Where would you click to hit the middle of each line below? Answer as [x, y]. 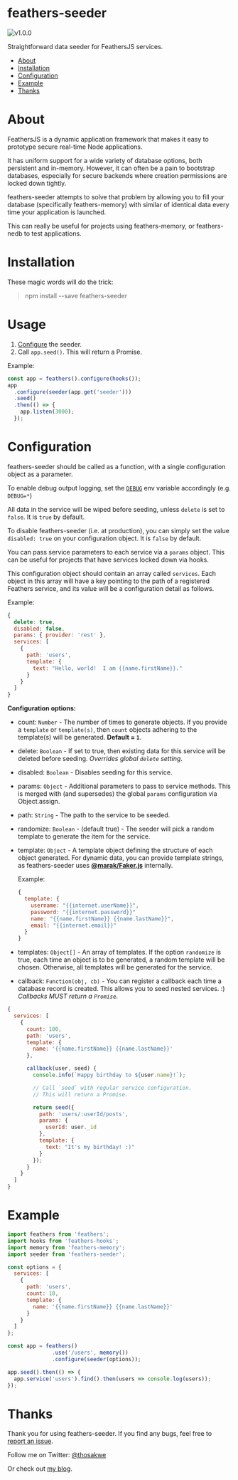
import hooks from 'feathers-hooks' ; [63, 1241]
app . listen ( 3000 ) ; [47, 412]
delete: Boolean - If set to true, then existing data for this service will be [121, 751]
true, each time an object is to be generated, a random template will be [121, 960]
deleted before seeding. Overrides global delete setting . [100, 759]
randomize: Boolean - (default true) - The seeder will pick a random [116, 829]
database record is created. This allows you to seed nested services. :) [121, 989]
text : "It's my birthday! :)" [90, 1147]
